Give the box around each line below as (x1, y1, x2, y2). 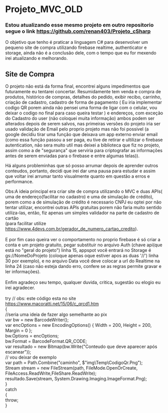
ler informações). (5, 268, 41, 275)
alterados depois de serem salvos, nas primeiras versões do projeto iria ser (5, 121, 161, 127)
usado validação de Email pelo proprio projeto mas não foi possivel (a (5, 126, 149, 132)
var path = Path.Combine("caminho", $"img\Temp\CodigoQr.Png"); (5, 360, 143, 366)
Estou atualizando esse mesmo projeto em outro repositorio (5, 22, 154, 29)
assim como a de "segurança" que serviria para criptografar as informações (5, 148, 163, 154)
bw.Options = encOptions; (5, 333, 59, 339)
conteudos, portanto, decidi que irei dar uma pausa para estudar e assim (5, 168, 155, 174)
